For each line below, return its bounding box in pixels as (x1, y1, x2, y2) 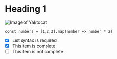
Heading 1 (5, 3, 47, 15)
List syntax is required (12, 38, 57, 43)
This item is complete (12, 43, 56, 49)
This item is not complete (12, 49, 64, 55)
